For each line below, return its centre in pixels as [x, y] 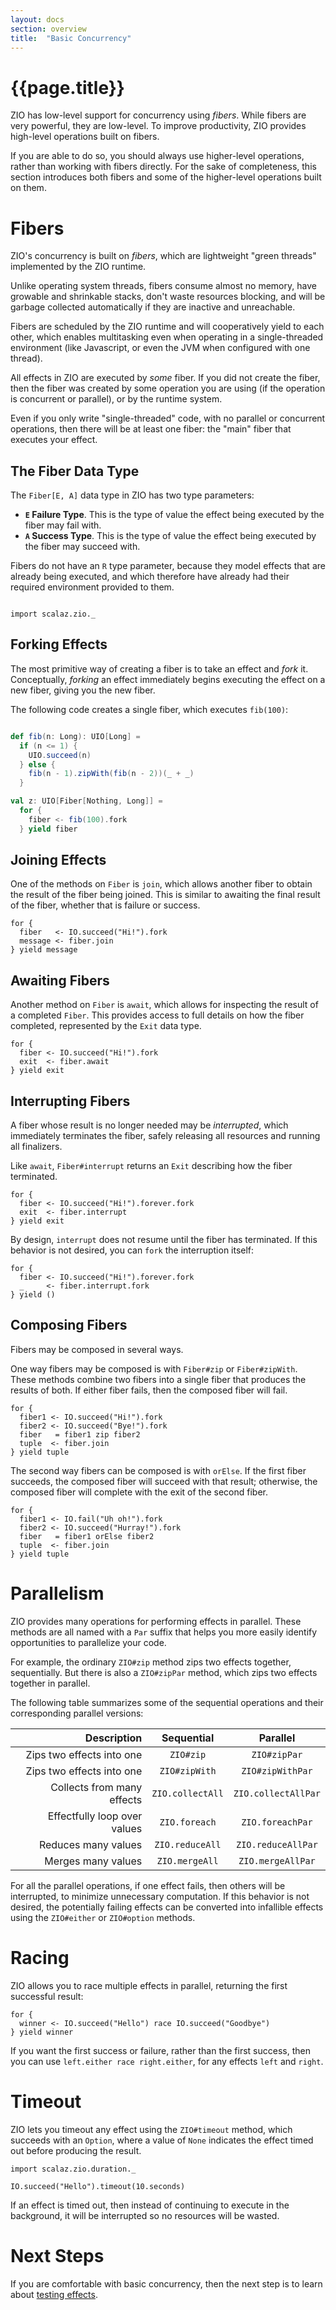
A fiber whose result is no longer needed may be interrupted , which [149, 1125]
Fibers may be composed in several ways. [97, 1349]
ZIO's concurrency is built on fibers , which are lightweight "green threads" [163, 256]
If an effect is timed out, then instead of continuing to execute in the [150, 2205]
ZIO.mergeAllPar [277, 1860]
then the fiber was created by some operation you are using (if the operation [168, 388]
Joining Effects [58, 860]
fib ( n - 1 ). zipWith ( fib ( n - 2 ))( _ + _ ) [111, 774]
